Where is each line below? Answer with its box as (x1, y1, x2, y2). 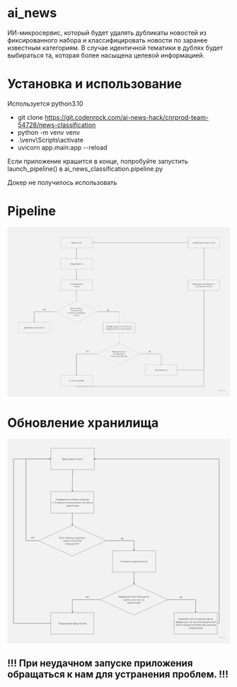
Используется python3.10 (7, 99, 83, 108)
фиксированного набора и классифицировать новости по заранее (7, 35, 208, 44)
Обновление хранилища (7, 415, 159, 431)
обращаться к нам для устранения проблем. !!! (7, 669, 229, 681)
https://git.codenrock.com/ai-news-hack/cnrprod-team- (45, 113, 209, 121)
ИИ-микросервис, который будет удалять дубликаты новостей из (7, 28, 207, 37)
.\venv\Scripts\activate (17, 135, 83, 144)
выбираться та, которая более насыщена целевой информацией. (7, 51, 205, 60)
